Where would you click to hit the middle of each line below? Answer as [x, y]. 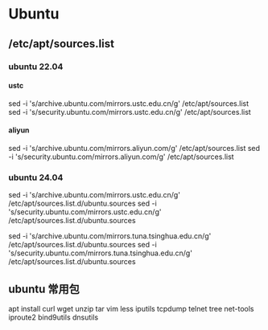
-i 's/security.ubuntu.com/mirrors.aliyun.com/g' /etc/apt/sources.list [122, 157]
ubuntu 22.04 [36, 67]
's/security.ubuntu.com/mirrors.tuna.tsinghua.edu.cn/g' [101, 253]
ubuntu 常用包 [44, 289]
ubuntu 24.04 [36, 177]
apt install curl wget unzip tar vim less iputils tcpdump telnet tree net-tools [132, 309]
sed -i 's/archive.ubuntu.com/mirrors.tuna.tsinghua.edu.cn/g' [110, 236]
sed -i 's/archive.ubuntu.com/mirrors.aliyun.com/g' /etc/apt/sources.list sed [134, 148]
